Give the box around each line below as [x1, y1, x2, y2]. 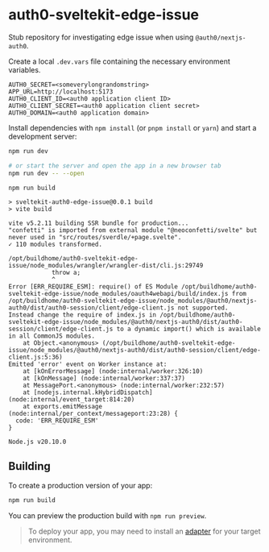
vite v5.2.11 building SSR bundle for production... [8, 219, 189, 227]
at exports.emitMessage [23, 402, 103, 410]
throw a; [51, 268, 81, 276]
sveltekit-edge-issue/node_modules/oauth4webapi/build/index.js [8, 289, 229, 297]
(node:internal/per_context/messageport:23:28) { [8, 409, 179, 417]
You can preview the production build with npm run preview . [8, 511, 207, 521]
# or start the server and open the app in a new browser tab [8, 161, 221, 170]
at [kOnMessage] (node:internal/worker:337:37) [23, 374, 185, 382]
